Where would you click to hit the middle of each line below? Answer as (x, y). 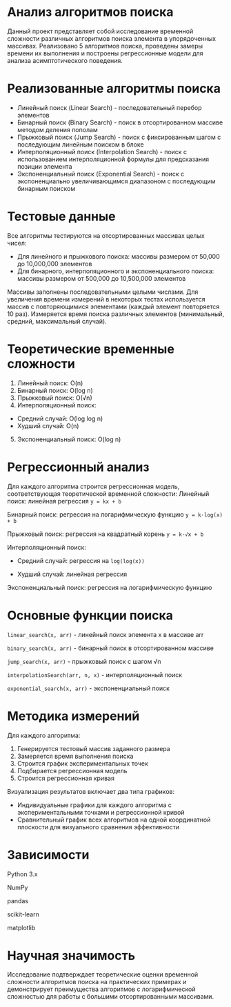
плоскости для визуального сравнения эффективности (98, 826)
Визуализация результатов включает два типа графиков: (91, 791)
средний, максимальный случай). (57, 321)
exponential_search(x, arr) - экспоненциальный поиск (89, 688)
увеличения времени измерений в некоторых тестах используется (106, 299)
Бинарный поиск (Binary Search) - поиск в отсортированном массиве (120, 122)
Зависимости (48, 854)
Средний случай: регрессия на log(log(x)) (81, 560)
